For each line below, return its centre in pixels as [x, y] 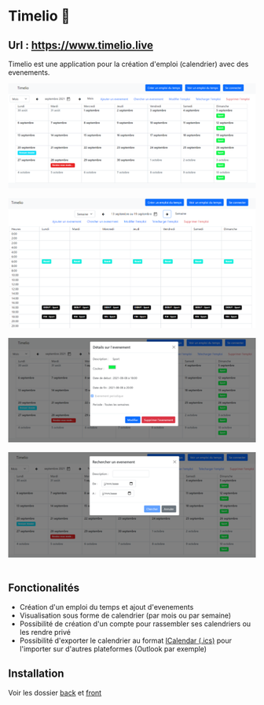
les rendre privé [45, 632]
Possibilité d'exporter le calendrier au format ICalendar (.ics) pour [126, 640]
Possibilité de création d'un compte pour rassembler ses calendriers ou [135, 623]
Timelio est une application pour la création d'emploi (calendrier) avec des [128, 64]
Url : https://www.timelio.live [81, 45]
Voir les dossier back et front [55, 692]
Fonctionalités [44, 588]
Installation [36, 674]
